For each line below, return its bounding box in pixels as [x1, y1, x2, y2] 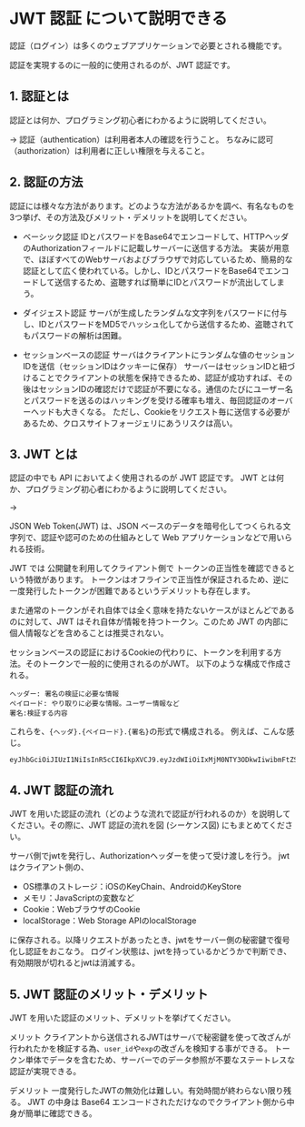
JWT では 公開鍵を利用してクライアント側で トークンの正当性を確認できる [9, 563, 288, 574]
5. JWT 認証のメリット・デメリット [9, 986, 209, 1001]
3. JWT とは [9, 447, 78, 462]
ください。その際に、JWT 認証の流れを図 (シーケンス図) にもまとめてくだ [9, 820, 286, 830]
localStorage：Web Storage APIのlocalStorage [22, 915, 197, 926]
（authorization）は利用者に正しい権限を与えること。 [9, 145, 210, 156]
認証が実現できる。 [9, 1066, 82, 1076]
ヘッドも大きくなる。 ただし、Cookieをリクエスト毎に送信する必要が [30, 406, 290, 417]
